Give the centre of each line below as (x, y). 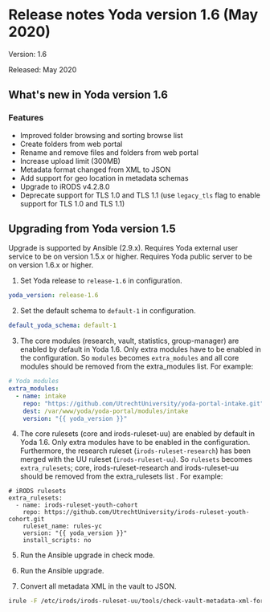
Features (26, 118)
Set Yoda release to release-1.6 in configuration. (101, 281)
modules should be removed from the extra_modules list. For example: (137, 366)
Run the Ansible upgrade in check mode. (87, 555)
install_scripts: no (57, 541)
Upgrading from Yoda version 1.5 (92, 229)
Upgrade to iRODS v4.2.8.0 (65, 186)
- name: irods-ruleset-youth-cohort (77, 505)
